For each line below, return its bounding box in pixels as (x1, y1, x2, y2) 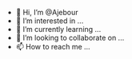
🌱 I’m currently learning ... (15, 25, 102, 33)
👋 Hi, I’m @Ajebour (15, 8, 78, 17)
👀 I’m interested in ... (15, 16, 84, 26)
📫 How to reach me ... (15, 42, 90, 51)
